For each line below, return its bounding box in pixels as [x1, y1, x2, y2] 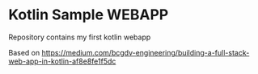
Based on [8, 47, 40, 57]
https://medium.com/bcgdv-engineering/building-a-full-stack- [41, 47, 250, 57]
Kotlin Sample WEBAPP [8, 6, 169, 24]
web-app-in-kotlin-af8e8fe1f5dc [8, 56, 116, 66]
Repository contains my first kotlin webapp [8, 32, 151, 42]
